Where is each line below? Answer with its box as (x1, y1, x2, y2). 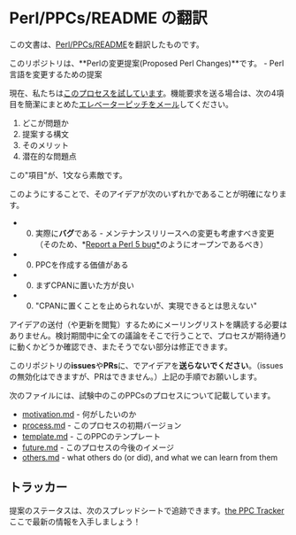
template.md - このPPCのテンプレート (21, 430, 161, 441)
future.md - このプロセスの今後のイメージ (21, 442, 175, 453)
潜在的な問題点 (21, 151, 77, 161)
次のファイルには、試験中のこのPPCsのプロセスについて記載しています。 (9, 390, 276, 400)
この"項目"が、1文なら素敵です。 (9, 169, 128, 180)
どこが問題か (21, 117, 69, 128)
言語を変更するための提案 (9, 68, 102, 80)
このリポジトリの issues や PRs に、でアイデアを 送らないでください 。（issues (9, 360, 284, 370)
